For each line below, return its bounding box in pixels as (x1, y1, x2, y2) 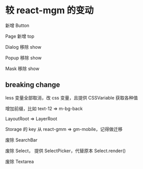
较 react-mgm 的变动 (5, 5, 94, 16)
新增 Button (5, 22, 30, 28)
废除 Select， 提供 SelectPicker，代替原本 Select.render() (5, 148, 126, 154)
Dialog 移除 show (5, 44, 42, 50)
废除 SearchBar (5, 137, 38, 143)
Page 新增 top (5, 33, 35, 39)
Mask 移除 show (5, 65, 40, 72)
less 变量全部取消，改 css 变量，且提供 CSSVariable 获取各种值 (5, 94, 138, 100)
